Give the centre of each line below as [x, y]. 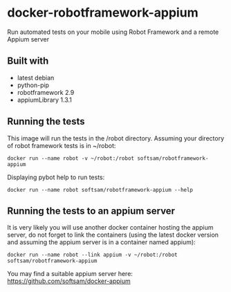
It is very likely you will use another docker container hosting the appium [110, 228]
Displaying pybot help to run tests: [56, 177]
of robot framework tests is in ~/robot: [62, 145]
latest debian [36, 77]
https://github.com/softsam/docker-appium [69, 281]
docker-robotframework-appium [103, 13]
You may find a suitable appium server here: [70, 274]
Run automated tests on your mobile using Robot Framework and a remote [113, 32]
